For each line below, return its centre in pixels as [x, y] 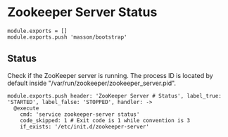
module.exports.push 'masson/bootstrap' [68, 37]
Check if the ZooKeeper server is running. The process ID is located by [110, 75]
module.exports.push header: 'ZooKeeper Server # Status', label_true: [114, 96]
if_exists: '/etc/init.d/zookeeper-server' [85, 126]
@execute [26, 108]
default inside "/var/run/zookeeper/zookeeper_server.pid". [92, 83]
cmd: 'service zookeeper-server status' [80, 114]
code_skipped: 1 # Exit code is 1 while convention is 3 [105, 120]
